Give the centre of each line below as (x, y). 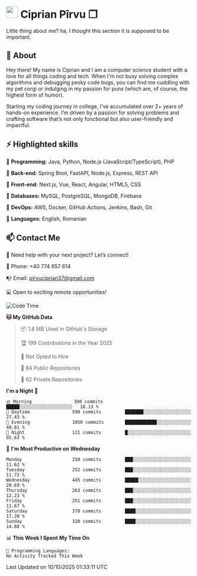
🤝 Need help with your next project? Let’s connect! (68, 255)
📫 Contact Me (33, 238)
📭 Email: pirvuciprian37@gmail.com (50, 278)
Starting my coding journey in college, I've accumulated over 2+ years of (95, 106)
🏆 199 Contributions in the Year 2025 (66, 343)
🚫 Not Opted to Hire (45, 357)
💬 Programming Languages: (38, 551)
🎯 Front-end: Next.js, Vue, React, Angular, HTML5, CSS (74, 184)
